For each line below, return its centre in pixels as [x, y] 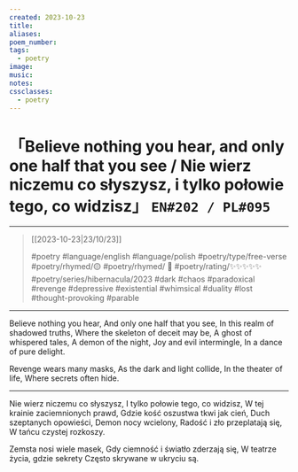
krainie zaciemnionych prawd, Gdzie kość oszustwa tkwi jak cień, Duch [140, 414]
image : [21, 67]
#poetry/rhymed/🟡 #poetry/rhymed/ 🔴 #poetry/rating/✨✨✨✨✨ [146, 267]
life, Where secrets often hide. [64, 378]
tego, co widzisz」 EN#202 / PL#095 [140, 206]
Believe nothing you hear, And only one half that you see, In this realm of [142, 323]
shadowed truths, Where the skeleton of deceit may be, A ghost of [131, 333]
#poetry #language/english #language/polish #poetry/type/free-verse [159, 257]
